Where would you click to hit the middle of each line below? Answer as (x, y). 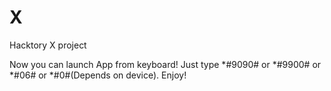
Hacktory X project (48, 45)
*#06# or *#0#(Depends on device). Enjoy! (98, 75)
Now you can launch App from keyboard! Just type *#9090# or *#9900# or (165, 64)
